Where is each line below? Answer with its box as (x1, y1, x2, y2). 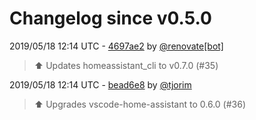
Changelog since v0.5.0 (9, 7, 212, 30)
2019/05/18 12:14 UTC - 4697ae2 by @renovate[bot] (9, 40, 224, 52)
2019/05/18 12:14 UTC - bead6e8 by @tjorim (9, 78, 192, 91)
